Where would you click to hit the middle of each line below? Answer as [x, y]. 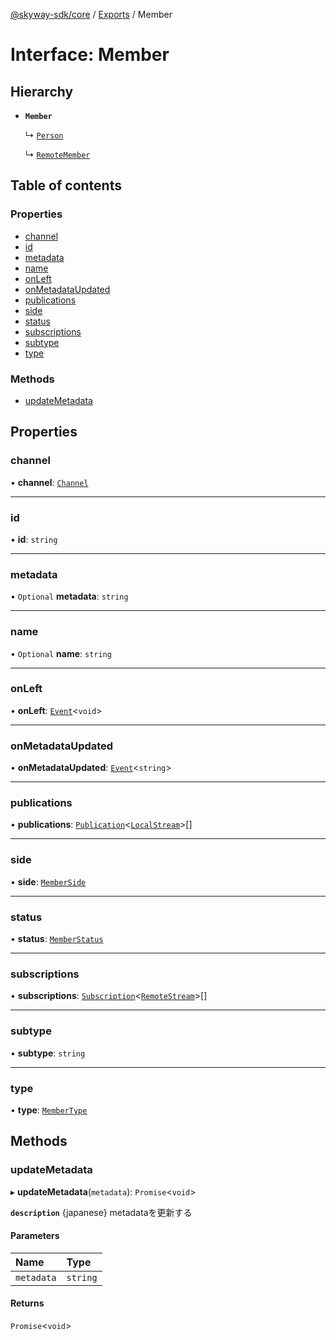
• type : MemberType [49, 1110]
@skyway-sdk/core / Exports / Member [91, 14]
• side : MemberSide [48, 881]
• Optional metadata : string [69, 596]
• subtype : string [48, 1053]
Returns [27, 1303]
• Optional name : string [61, 653]
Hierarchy [42, 91]
